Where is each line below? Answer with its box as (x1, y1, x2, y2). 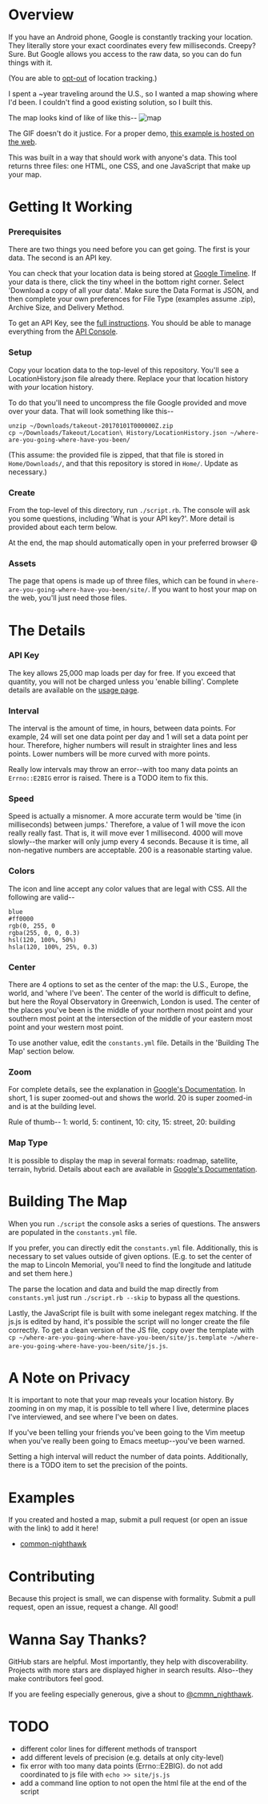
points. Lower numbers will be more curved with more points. (8, 749, 210, 759)
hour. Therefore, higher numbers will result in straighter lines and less (8, 741, 238, 750)
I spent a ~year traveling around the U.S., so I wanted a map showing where (8, 88, 258, 98)
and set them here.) (8, 1268, 74, 1278)
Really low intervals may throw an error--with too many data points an (8, 765, 238, 774)
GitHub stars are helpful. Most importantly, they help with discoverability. (8, 1657, 249, 1667)
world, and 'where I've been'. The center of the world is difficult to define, (8, 988, 251, 997)
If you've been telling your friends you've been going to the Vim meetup (8, 1428, 246, 1437)
